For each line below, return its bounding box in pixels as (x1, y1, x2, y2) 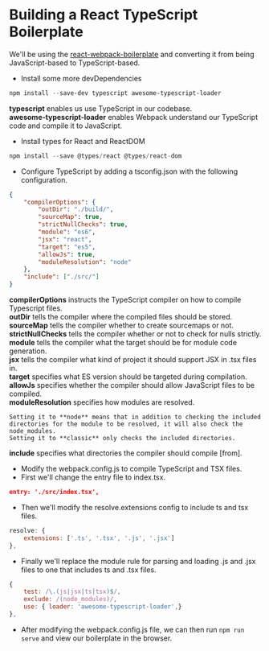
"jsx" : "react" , (38, 235, 92, 243)
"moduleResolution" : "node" (38, 258, 132, 266)
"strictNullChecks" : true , (38, 220, 128, 229)
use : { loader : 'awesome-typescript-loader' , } (23, 603, 182, 611)
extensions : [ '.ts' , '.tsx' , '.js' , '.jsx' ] (23, 534, 175, 542)
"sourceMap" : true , (38, 213, 104, 221)
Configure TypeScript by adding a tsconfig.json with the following (20, 167, 238, 176)
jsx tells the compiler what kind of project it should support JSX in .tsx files (9, 355, 257, 365)
